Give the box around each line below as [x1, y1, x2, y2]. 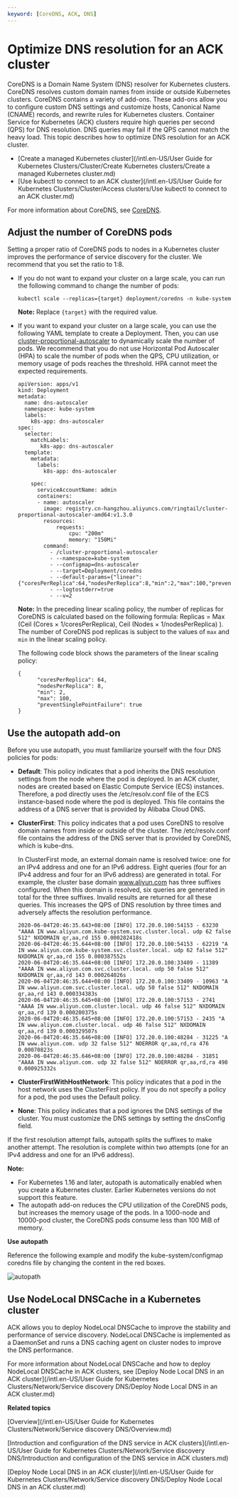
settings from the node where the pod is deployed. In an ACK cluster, [17, 775, 220, 784]
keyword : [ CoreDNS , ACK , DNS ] [7, 10, 97, 18]
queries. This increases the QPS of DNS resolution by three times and [17, 901, 222, 909]
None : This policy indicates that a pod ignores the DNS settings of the [17, 1107, 222, 1115]
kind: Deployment [17, 387, 70, 394]
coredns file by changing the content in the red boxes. [7, 1259, 166, 1267]
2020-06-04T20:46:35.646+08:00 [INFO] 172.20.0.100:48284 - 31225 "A [17, 1034, 229, 1041]
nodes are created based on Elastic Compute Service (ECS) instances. [17, 782, 225, 791]
